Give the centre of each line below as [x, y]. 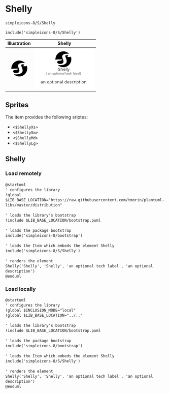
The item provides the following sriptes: [47, 117]
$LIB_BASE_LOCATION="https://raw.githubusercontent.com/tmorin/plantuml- [85, 200]
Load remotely [24, 173]
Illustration [19, 43]
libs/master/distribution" [34, 205]
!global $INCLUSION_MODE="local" [41, 310]
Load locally [21, 289]
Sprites [17, 105]
